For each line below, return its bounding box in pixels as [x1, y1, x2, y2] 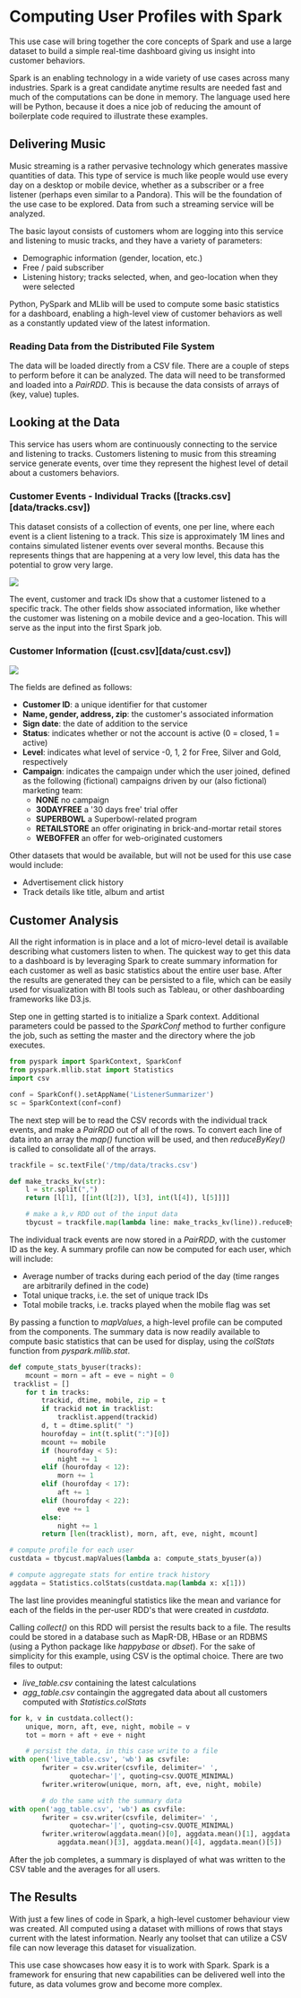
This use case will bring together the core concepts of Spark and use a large [9, 36, 292, 47]
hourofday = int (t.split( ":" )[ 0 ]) [41, 1429, 170, 1438]
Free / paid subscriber [21, 262, 105, 273]
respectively [21, 757, 69, 767]
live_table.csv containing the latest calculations [21, 1677, 197, 1688]
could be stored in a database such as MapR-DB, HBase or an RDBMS [9, 1631, 268, 1642]
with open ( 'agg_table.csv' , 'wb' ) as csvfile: [9, 1804, 186, 1814]
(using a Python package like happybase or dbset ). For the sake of [9, 1641, 256, 1652]
